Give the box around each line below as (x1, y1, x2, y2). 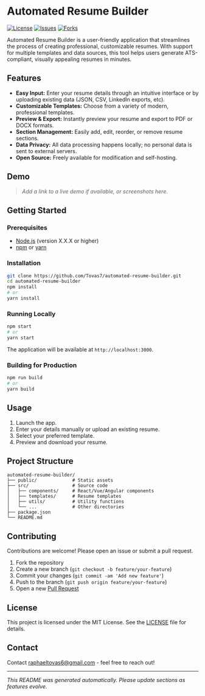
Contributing (7, 531, 57, 542)
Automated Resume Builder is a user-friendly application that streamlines (7, 36, 190, 43)
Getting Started (7, 205, 67, 215)
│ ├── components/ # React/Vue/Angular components (7, 488, 155, 494)
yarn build (7, 386, 35, 392)
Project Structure (7, 456, 74, 466)
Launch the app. (15, 419, 57, 426)
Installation (7, 259, 41, 267)
